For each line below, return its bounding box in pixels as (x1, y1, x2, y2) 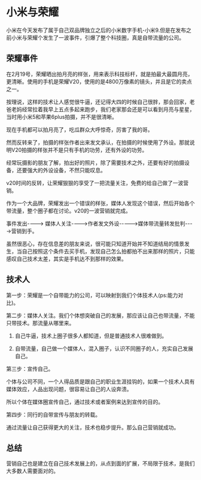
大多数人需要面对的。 (6, 467, 59, 475)
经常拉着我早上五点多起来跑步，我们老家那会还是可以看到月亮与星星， (22, 106, 195, 113)
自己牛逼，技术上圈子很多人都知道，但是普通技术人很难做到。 (14, 332, 167, 339)
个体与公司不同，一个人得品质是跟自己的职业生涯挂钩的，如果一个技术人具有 (6, 378, 195, 385)
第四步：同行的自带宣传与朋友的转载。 (6, 411, 100, 418)
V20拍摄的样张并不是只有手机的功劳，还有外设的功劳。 (11, 146, 148, 153)
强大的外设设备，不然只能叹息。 (26, 166, 106, 174)
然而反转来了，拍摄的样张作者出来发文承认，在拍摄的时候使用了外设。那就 (6, 139, 190, 146)
